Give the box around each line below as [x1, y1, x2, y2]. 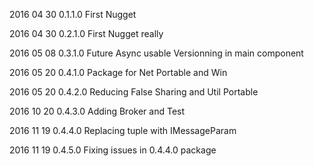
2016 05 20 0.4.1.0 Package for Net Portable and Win [9, 67, 228, 78]
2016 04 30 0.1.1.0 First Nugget [9, 9, 137, 20]
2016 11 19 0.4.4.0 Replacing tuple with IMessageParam [9, 125, 237, 136]
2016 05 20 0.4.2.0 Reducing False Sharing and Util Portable [9, 86, 259, 98]
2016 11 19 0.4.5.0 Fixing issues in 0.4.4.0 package [9, 144, 217, 156]
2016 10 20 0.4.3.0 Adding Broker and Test [9, 105, 186, 117]
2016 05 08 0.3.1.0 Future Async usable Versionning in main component [9, 47, 304, 59]
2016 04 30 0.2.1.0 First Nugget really [9, 28, 164, 39]
